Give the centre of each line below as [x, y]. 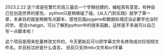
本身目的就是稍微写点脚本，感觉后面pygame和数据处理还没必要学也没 [83, 19]
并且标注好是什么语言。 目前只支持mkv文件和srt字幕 [70, 48]
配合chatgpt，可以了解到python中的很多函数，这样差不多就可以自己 [87, 25]
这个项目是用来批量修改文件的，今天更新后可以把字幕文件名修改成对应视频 [80, 41]
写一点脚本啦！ [20, 31]
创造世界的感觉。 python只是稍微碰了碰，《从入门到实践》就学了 [78, 13]
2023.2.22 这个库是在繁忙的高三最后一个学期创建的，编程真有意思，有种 [78, 7]
